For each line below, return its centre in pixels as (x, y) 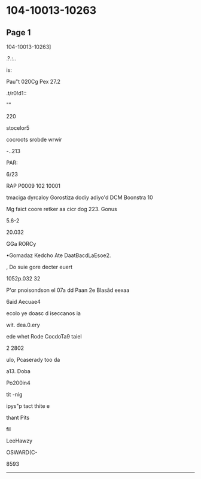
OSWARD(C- (22, 452)
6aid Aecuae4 (23, 302)
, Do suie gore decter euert (39, 267)
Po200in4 (19, 383)
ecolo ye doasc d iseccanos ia (43, 313)
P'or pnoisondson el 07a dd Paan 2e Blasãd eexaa (68, 290)
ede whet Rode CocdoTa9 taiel (44, 336)
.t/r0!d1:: (16, 93)
